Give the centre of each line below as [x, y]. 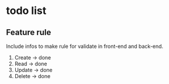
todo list [26, 11]
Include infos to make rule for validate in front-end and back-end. [85, 46]
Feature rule [29, 32]
